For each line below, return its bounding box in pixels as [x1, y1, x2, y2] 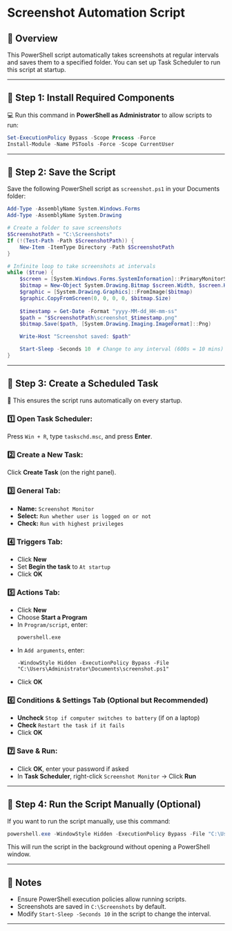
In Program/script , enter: [17, 621, 88, 629]
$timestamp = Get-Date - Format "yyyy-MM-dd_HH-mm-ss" [19, 308, 177, 314]
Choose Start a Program [17, 613, 88, 621]
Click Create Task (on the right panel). [7, 468, 117, 477]
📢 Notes [7, 876, 42, 888]
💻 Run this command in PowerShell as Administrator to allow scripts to [7, 111, 213, 119]
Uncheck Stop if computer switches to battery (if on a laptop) [17, 713, 200, 722]
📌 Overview [7, 33, 58, 44]
